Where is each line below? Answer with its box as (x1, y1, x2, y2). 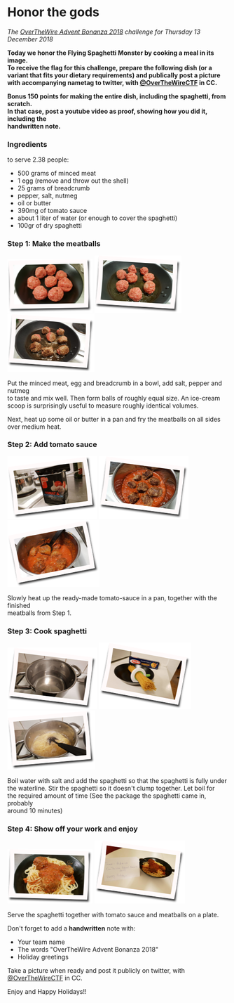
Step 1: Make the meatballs (7, 239, 101, 249)
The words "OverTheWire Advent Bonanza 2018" (17, 945, 159, 954)
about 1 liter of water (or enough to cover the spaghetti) (17, 214, 178, 222)
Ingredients (7, 139, 48, 149)
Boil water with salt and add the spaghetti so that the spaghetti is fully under (7, 777, 228, 785)
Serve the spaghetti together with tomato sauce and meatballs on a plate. (7, 911, 219, 919)
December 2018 (7, 34, 54, 43)
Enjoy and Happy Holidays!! (7, 988, 87, 996)
